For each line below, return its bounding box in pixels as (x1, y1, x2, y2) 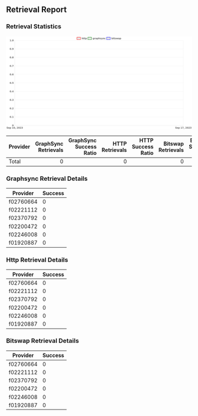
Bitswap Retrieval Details (6, 337, 80, 345)
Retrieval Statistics (6, 22, 62, 31)
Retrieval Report (6, 5, 67, 15)
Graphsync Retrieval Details (6, 174, 88, 183)
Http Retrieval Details (6, 255, 68, 264)
